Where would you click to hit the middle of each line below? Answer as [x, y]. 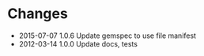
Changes [38, 14]
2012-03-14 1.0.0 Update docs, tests [78, 43]
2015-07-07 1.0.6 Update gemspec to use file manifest [108, 35]
